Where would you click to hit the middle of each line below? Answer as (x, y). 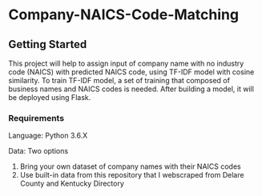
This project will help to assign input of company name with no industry (126, 63)
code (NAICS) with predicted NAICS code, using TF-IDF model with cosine (131, 72)
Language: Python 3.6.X (48, 136)
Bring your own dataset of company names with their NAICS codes (131, 166)
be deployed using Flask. (50, 97)
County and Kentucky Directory (72, 184)
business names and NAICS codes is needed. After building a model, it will (131, 89)
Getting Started (48, 44)
